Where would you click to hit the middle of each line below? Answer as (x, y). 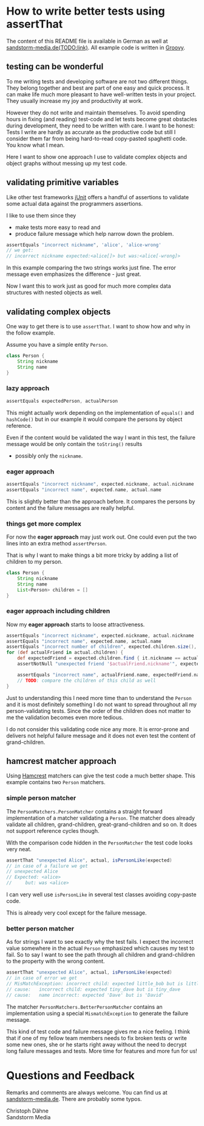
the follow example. (31, 333)
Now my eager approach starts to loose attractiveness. (76, 624)
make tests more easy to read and (58, 227)
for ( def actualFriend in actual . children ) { (65, 653)
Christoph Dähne (27, 1111)
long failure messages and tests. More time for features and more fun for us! (102, 1051)
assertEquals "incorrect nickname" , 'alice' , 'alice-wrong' (84, 245)
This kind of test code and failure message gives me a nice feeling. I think (98, 1032)
